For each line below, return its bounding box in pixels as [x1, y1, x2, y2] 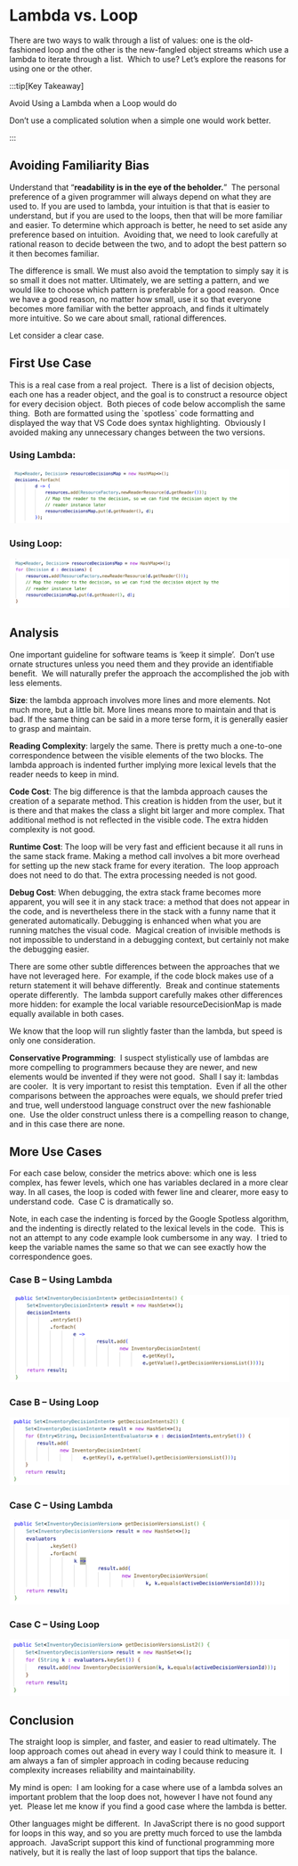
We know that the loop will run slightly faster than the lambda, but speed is [9, 1026, 283, 1036]
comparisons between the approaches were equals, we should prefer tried [9, 1090, 283, 1101]
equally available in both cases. [9, 1008, 125, 1019]
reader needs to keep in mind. [9, 768, 119, 780]
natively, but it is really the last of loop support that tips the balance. [9, 1846, 258, 1858]
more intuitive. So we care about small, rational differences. [9, 313, 227, 323]
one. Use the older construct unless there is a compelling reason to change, [9, 1109, 290, 1119]
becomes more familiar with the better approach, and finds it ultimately [9, 303, 270, 314]
